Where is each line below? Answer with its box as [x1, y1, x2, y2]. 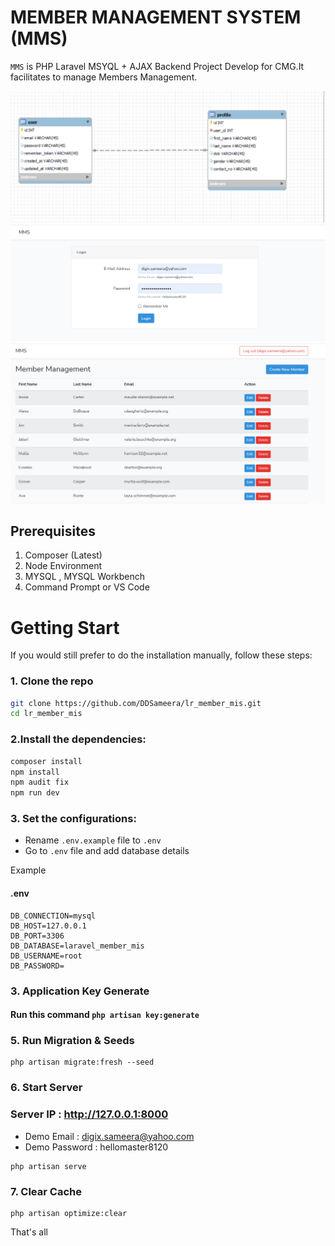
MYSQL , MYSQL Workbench [24, 571, 146, 583]
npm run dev [10, 788, 60, 798]
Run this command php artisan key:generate [10, 1009, 200, 1021]
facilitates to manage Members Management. [10, 71, 198, 83]
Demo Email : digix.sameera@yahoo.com [24, 1130, 195, 1142]
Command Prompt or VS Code [24, 581, 150, 593]
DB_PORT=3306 [10, 931, 65, 941]
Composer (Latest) [24, 549, 103, 561]
